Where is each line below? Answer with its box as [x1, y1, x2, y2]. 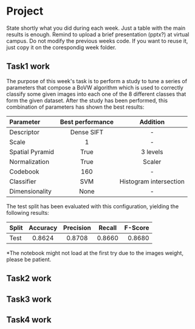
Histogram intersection [119, 177, 185, 186]
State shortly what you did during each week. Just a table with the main [6, 24, 186, 32]
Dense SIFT [70, 127, 104, 136]
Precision [63, 223, 91, 232]
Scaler [142, 157, 162, 166]
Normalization [9, 157, 50, 166]
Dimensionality [9, 187, 52, 195]
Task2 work [6, 273, 52, 283]
